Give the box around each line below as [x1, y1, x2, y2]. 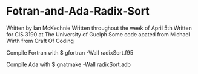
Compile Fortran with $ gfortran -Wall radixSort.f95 [6, 49, 134, 56]
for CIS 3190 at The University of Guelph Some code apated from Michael [6, 30, 190, 38]
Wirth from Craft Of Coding [6, 37, 74, 44]
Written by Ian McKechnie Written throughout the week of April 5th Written [6, 24, 192, 32]
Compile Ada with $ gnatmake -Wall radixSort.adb [6, 61, 131, 68]
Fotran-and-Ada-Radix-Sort [6, 4, 150, 18]
